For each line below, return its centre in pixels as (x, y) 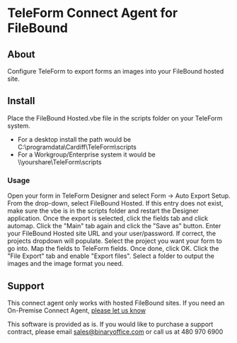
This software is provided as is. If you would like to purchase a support (110, 324)
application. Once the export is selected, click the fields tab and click (108, 218)
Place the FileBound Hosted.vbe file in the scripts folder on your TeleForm (115, 118)
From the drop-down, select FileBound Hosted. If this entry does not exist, (115, 203)
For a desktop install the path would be (74, 139)
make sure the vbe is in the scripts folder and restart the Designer (103, 211)
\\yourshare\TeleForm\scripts (59, 162)
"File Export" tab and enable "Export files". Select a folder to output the (111, 256)
